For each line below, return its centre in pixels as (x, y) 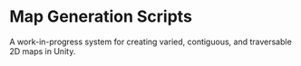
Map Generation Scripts (101, 17)
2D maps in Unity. (43, 51)
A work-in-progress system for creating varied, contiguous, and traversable (150, 42)
